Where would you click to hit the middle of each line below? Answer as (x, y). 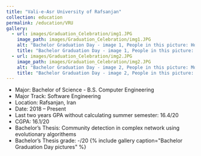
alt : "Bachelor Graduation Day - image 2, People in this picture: (103, 67)
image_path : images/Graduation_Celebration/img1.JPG (84, 39)
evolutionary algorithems (45, 134)
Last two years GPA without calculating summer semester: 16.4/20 (97, 115)
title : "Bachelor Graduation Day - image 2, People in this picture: (106, 73)
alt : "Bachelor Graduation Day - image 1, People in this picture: (103, 45)
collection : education (34, 17)
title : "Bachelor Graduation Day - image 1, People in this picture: (106, 51)
